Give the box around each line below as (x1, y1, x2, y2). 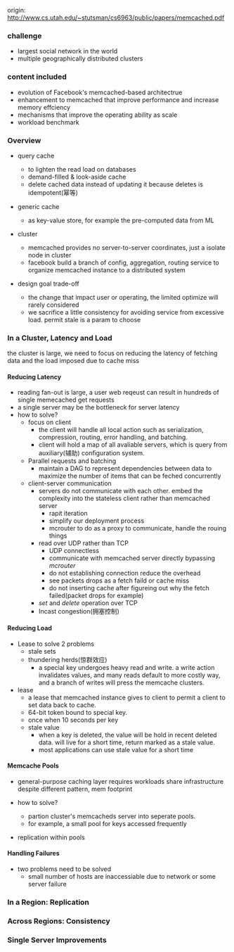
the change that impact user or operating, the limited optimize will (27, 293, 219, 301)
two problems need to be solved (17, 865, 111, 873)
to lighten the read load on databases (27, 165, 136, 173)
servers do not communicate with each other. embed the (38, 487, 203, 495)
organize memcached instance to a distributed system (27, 265, 186, 274)
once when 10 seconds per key (27, 716, 119, 724)
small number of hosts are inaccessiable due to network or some (27, 872, 216, 880)
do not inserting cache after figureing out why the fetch (48, 584, 209, 592)
